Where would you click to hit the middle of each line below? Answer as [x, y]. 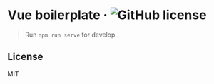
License [25, 57]
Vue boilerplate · [58, 15]
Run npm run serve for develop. [71, 35]
